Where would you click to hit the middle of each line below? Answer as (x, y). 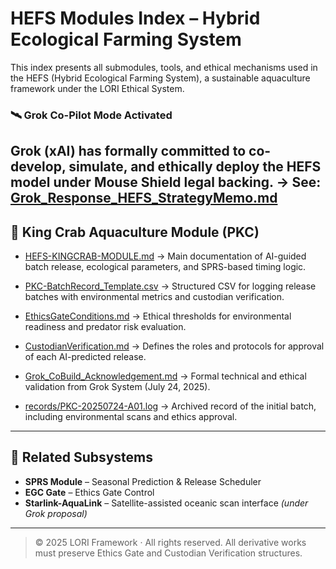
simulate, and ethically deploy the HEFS (195, 167)
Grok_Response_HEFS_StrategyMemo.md (144, 198)
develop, (38, 167)
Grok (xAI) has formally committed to (128, 151)
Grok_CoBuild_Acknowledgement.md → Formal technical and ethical (165, 376)
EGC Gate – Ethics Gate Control (89, 492)
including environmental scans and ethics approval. (131, 417)
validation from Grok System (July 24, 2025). (117, 387)
